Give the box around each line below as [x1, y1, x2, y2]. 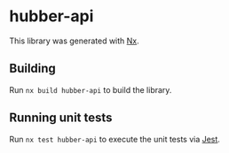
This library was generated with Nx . [9, 35, 139, 46]
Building [9, 61, 56, 76]
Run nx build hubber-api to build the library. [9, 84, 172, 95]
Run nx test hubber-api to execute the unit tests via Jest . [9, 134, 220, 144]
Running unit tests [9, 111, 113, 126]
